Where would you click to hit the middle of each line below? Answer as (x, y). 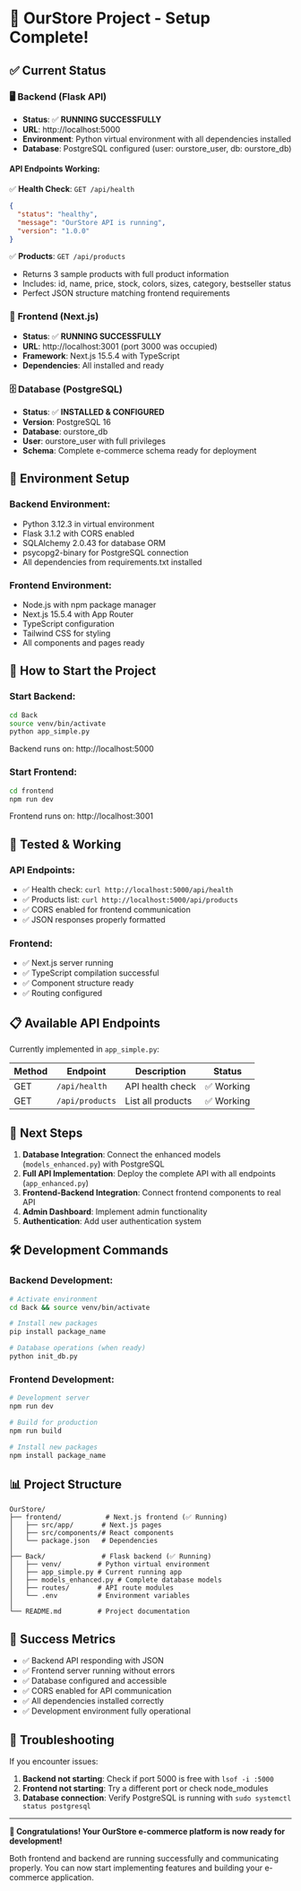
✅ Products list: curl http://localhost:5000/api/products (130, 899)
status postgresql (56, 1806)
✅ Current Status (58, 70)
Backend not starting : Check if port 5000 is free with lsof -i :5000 (148, 1778)
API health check (161, 1087)
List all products (159, 1101)
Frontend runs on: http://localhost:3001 (82, 816)
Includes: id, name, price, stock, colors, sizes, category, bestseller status (156, 284)
